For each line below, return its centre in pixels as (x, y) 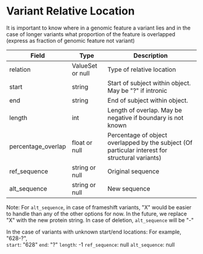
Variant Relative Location (70, 11)
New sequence (129, 188)
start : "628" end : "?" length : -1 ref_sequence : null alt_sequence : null (91, 244)
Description (150, 56)
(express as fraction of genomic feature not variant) (70, 40)
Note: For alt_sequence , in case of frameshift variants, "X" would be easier (99, 207)
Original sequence (134, 171)
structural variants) (135, 157)
